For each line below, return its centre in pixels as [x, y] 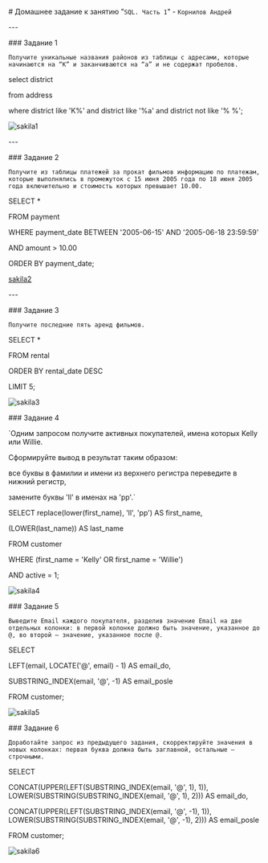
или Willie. [26, 442]
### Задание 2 [34, 157]
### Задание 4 [34, 418]
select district [31, 79]
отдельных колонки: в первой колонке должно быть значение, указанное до [134, 628]
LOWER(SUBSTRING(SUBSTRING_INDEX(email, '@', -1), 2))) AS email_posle [134, 820]
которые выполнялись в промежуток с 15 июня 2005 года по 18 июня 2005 [130, 179]
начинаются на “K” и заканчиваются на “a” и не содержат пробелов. [124, 64]
